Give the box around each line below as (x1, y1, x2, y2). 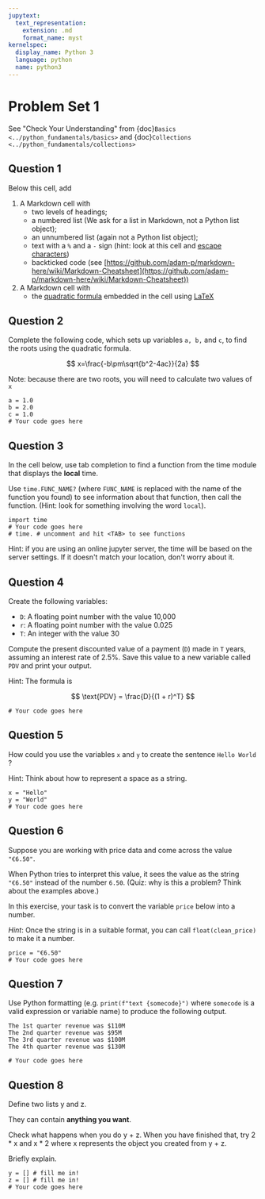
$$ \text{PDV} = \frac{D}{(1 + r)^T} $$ (70, 691, 195, 701)
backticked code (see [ (31, 257, 107, 267)
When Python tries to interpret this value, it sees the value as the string (8, 869, 240, 878)
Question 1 (8, 162, 62, 175)
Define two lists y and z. (8, 1100, 87, 1109)
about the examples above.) (8, 886, 100, 895)
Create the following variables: (8, 596, 108, 605)
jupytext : (8, 11, 41, 20)
